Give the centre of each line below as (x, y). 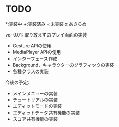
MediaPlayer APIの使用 (37, 52)
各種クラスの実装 (31, 71)
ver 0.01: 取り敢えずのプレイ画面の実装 (46, 34)
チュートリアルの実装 (35, 99)
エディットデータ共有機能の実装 (46, 112)
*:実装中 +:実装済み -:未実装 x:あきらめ (46, 24)
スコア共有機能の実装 (35, 119)
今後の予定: (17, 82)
